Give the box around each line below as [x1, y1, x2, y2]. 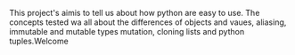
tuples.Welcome [9, 35, 69, 46]
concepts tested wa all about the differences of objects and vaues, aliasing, [9, 17, 287, 27]
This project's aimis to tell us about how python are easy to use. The [9, 8, 260, 18]
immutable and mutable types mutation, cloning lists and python [9, 27, 245, 36]
